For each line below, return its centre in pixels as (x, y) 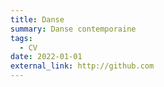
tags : (21, 38)
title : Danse (37, 19)
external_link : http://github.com (82, 66)
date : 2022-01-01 (46, 57)
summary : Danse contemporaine (73, 29)
